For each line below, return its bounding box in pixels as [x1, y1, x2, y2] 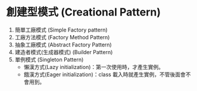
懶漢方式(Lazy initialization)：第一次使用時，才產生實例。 [23, 63, 164, 70]
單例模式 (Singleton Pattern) [14, 56, 84, 63]
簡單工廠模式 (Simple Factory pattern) [14, 26, 108, 33]
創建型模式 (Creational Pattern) [6, 5, 161, 19]
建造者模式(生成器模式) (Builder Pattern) [14, 48, 113, 55]
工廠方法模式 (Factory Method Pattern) [14, 33, 110, 40]
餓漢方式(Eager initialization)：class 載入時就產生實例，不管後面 [23, 71, 180, 78]
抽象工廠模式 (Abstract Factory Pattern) [14, 41, 112, 48]
